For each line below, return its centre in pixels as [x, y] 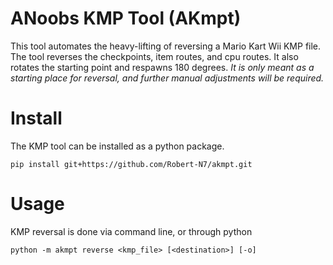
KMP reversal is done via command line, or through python [131, 231]
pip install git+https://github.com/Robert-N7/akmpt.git [131, 164]
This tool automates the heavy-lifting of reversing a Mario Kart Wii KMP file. [166, 46]
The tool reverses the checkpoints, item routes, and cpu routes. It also [154, 56]
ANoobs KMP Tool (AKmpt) [126, 18]
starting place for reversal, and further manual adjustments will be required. [167, 78]
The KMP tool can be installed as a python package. [117, 146]
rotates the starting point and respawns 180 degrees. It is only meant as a [162, 67]
